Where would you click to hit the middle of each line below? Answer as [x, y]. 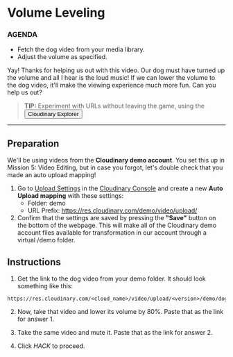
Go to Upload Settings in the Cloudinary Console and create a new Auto [120, 188]
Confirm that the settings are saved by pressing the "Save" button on [116, 218]
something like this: [45, 286]
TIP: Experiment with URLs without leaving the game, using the [114, 106]
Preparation [33, 143]
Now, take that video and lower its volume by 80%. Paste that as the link [120, 312]
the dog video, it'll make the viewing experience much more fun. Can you [112, 85]
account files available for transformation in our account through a [112, 233]
